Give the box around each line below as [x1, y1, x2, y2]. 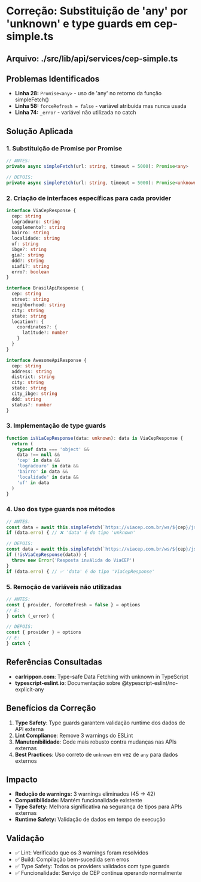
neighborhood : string [11, 301, 66, 308]
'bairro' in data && [17, 469, 68, 475]
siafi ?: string [11, 263, 50, 269]
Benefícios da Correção [6, 703, 96, 714]
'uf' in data [17, 479, 50, 486]
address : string [11, 368, 52, 374]
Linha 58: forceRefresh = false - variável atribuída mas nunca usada [14, 102, 187, 110]
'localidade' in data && [17, 474, 79, 480]
